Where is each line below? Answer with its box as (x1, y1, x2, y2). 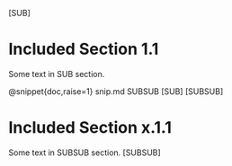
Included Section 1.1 (8, 39, 159, 59)
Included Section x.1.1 (8, 118, 172, 138)
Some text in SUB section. (8, 68, 105, 79)
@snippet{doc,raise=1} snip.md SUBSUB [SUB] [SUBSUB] (8, 85, 224, 97)
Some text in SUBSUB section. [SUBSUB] (8, 147, 161, 158)
